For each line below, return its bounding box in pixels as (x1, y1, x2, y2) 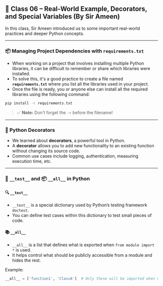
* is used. (12, 247, 32, 253)
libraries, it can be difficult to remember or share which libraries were (12, 66, 150, 71)
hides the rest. (12, 257, 41, 263)
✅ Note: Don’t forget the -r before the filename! (16, 109, 113, 115)
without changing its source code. (12, 148, 81, 154)
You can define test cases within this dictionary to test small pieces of (12, 213, 152, 218)
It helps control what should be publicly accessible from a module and (12, 252, 153, 258)
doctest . (12, 207, 29, 213)
